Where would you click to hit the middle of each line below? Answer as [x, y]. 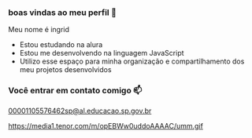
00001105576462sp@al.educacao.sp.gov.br [80, 111]
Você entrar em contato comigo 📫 [75, 91]
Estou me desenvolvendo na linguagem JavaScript [102, 53]
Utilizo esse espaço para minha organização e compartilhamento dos [132, 61]
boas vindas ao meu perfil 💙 [62, 13]
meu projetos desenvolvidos [65, 70]
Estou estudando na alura [61, 45]
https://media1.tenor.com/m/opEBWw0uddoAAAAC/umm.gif [106, 125]
